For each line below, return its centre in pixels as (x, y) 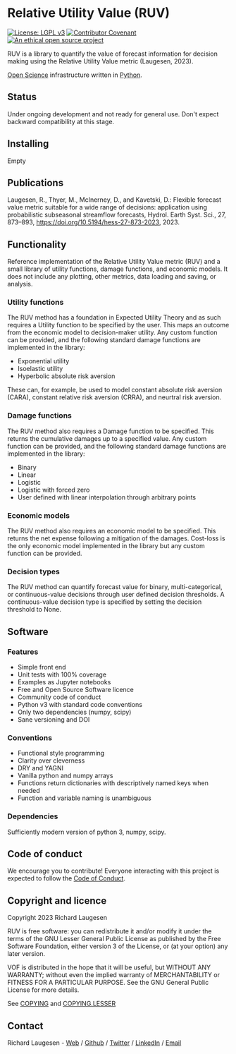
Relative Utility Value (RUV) (89, 13)
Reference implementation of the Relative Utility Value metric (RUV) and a (114, 262)
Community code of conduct (59, 697)
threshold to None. (35, 610)
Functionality (37, 244)
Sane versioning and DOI (54, 720)
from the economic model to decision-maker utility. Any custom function (112, 332)
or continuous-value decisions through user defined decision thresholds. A (116, 595)
